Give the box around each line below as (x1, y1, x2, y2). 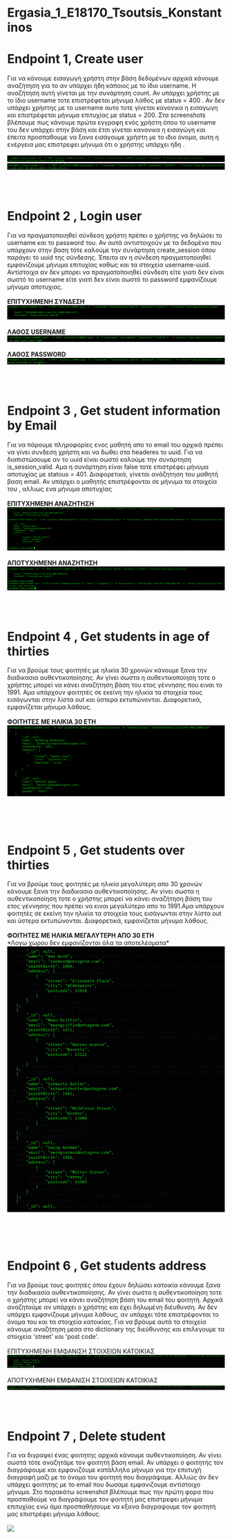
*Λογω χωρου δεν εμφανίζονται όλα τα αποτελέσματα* (7, 939, 170, 947)
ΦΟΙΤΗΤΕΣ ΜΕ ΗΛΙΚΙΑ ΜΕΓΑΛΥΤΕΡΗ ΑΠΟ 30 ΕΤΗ (7, 931, 154, 939)
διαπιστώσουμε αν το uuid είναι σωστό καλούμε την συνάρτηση (7, 455, 192, 463)
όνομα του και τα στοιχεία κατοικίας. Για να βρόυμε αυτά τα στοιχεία (7, 1317, 206, 1326)
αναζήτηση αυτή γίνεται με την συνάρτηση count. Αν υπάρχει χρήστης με (7, 89, 220, 98)
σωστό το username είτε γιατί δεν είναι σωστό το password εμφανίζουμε (7, 275, 217, 283)
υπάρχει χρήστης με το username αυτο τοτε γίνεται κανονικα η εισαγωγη (7, 104, 219, 112)
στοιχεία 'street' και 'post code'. (7, 1332, 99, 1340)
